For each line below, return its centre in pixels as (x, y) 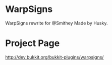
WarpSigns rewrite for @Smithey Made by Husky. (57, 23)
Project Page (33, 43)
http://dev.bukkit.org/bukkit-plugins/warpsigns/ (54, 57)
